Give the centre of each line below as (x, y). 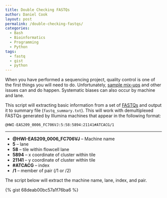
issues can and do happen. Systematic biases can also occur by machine (80, 90)
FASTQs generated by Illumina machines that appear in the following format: (83, 116)
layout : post (19, 19)
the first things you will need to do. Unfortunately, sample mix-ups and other (83, 85)
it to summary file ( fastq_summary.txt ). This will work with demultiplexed (79, 111)
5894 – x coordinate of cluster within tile (54, 155)
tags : (11, 51)
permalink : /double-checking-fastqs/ (44, 24)
